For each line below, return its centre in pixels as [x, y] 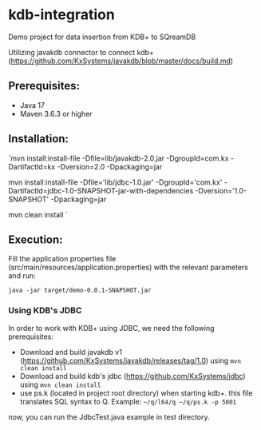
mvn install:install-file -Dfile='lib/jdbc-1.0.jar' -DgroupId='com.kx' [115, 182]
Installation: [39, 139]
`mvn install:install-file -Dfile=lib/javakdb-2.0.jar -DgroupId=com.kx [119, 158]
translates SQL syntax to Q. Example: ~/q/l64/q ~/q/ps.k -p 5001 [128, 401]
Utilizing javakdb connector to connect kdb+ [81, 52]
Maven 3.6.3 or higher [56, 113]
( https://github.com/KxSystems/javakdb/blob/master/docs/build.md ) [121, 61]
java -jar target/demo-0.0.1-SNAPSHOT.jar [80, 291]
